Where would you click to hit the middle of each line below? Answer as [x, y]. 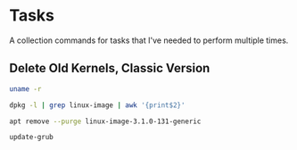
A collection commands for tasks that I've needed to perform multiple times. [149, 40]
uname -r [25, 89]
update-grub [31, 137]
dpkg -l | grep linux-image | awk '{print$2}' [97, 105]
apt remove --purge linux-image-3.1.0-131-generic [105, 121]
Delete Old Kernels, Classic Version [110, 68]
